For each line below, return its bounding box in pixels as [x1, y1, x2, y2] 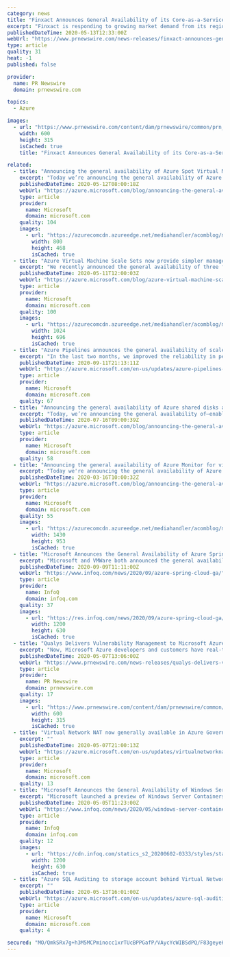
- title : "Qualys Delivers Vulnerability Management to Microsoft [13, 640, 207, 647]
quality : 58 [19, 455, 53, 462]
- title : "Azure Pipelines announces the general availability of [13, 346, 207, 353]
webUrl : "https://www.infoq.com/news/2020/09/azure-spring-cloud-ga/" [19, 570, 225, 577]
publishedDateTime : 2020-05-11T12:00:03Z [19, 270, 139, 277]
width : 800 [31, 238, 63, 245]
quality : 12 [19, 838, 53, 844]
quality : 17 [19, 691, 53, 698]
